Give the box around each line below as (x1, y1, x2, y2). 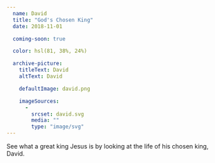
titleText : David (19, 67, 69, 74)
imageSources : (19, 98, 59, 105)
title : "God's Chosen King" (12, 17, 94, 23)
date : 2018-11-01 (12, 23, 63, 30)
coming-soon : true (12, 35, 66, 42)
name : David (12, 10, 48, 17)
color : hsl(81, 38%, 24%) (12, 47, 88, 55)
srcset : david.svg (31, 111, 84, 118)
